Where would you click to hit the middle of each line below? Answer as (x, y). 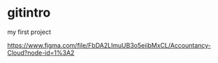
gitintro (29, 13)
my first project (29, 32)
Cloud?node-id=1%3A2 (41, 53)
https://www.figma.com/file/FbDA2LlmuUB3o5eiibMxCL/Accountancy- (109, 45)
